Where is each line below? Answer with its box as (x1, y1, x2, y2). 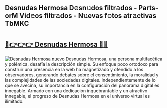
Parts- (138, 4, 159, 12)
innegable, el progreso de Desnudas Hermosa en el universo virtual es (5, 93, 150, 99)
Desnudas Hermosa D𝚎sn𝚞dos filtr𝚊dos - (5, 4, 137, 12)
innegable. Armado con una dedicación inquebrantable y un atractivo (5, 88, 148, 94)
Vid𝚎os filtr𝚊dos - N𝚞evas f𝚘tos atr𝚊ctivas (19, 12, 157, 20)
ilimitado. (5, 98, 24, 104)
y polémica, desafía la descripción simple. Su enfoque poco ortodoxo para (5, 61, 158, 67)
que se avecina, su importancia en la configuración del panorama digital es (5, 82, 160, 88)
